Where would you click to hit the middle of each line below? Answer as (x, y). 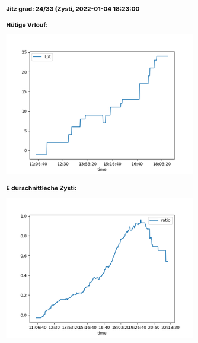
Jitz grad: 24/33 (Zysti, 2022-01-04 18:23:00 (73, 9)
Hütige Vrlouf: (27, 24)
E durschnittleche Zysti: (41, 188)
